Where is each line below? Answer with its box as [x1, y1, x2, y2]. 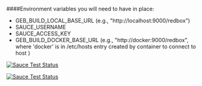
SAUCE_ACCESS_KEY [15, 30, 71, 37]
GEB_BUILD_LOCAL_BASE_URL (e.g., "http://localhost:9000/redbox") [15, 17, 190, 24]
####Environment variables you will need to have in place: [6, 5, 155, 12]
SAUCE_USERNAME [15, 24, 66, 30]
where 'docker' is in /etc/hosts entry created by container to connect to [15, 43, 196, 50]
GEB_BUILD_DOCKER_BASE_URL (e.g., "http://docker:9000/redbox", [15, 37, 189, 43]
